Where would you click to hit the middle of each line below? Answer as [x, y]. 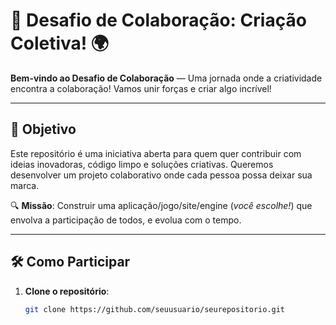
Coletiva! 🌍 [60, 43]
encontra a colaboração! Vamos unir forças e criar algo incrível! [141, 88]
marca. [25, 185]
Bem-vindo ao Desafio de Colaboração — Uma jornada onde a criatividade [166, 78]
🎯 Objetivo [43, 129]
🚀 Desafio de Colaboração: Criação [158, 20]
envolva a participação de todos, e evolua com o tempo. [126, 220]
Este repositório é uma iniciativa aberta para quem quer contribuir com [156, 153]
